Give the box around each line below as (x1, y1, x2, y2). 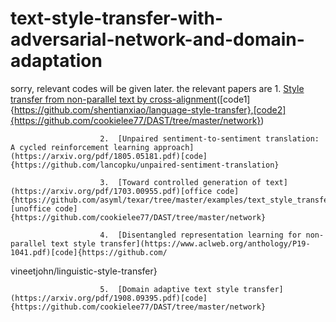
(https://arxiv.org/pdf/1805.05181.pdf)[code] (10, 151, 208, 161)
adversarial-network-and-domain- (10, 28, 305, 51)
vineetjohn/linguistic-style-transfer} (10, 265, 158, 277)
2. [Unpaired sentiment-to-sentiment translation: (99, 133, 320, 144)
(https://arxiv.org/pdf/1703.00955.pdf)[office (10, 186, 213, 196)
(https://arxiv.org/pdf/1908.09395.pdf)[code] (10, 293, 208, 303)
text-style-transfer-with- (10, 7, 224, 30)
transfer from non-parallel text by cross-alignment (10, 93, 217, 105)
